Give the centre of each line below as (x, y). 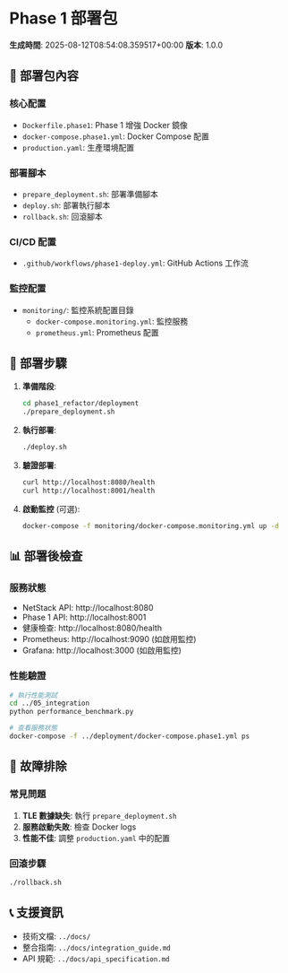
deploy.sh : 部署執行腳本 (66, 205)
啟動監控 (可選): (51, 508)
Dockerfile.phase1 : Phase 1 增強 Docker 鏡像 (105, 125)
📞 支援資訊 (37, 912)
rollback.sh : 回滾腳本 (62, 216)
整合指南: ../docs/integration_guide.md (97, 947)
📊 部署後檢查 (46, 556)
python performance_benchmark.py (72, 712)
